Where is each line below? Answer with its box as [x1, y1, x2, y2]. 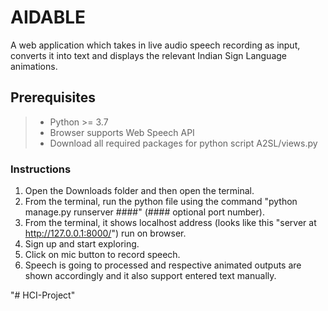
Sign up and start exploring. [24, 238, 140, 250]
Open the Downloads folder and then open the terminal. [24, 185, 255, 197]
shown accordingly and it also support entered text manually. [24, 270, 277, 282]
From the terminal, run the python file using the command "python [24, 196, 298, 208]
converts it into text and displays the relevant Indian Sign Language [10, 49, 287, 61]
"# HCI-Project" [10, 289, 76, 301]
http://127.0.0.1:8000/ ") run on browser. [24, 227, 187, 240]
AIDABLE [10, 6, 87, 29]
